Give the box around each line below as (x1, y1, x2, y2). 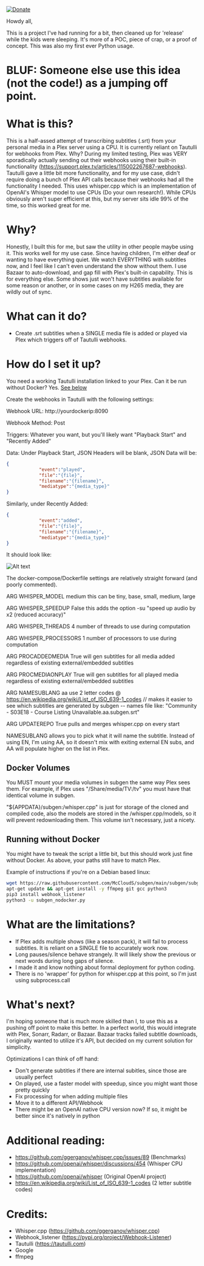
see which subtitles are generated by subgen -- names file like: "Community (6, 702, 197, 710)
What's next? (6, 997, 75, 1011)
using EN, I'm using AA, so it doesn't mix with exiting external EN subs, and (6, 739, 194, 746)
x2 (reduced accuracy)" (6, 611, 66, 618)
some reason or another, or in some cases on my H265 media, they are (6, 282, 184, 289)
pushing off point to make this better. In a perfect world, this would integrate (6, 1024, 197, 1032)
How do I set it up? (6, 357, 101, 371)
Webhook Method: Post (6, 419, 66, 426)
